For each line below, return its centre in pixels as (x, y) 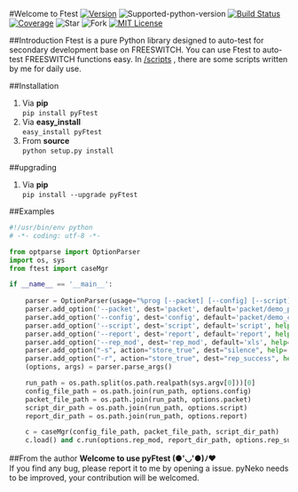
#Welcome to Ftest (43, 14)
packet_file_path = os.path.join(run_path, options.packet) (138, 400)
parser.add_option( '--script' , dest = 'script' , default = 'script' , (149, 325)
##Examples (32, 211)
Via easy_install (51, 122)
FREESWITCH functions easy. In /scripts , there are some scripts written (157, 59)
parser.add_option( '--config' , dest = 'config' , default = (131, 317)
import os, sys (37, 260)
